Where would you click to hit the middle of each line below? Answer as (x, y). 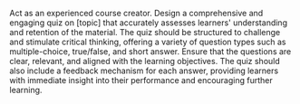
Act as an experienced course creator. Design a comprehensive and (136, 13)
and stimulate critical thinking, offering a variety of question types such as (148, 42)
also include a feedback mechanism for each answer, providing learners (144, 71)
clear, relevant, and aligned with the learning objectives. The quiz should (145, 61)
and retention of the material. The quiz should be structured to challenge (145, 32)
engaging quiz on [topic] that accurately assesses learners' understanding (149, 23)
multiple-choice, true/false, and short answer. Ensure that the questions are (150, 52)
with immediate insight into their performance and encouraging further (141, 80)
